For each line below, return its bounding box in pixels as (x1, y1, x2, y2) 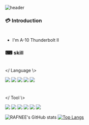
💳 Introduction (5, 17, 42, 24)
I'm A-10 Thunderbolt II (12, 37, 59, 43)
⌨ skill (5, 50, 24, 56)
